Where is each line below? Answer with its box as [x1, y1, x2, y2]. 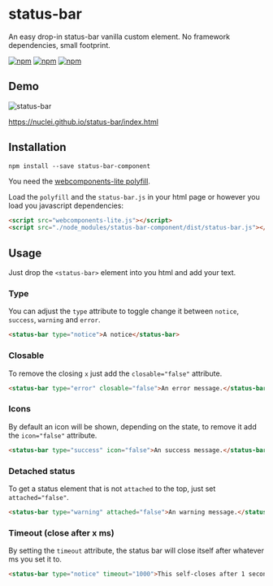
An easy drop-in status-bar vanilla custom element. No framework [8, 32, 230, 41]
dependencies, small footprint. [8, 40, 111, 50]
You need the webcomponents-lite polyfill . [8, 176, 150, 186]
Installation [8, 140, 67, 154]
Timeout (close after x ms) [8, 527, 115, 538]
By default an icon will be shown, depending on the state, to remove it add [8, 421, 258, 431]
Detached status [8, 465, 76, 476]
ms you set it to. [8, 554, 63, 564]
